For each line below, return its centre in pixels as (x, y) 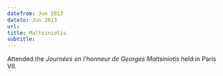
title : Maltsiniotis (37, 33)
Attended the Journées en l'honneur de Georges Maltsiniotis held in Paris (112, 59)
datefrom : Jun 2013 (35, 13)
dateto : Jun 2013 (32, 20)
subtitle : (21, 39)
